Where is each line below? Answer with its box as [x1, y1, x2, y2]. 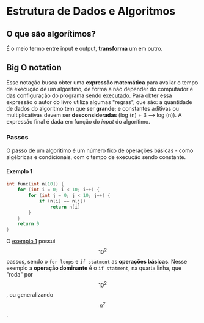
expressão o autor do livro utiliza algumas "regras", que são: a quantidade [6, 98, 192, 105]
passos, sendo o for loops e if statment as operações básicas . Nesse [6, 258, 188, 265]
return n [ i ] [49, 204, 81, 210]
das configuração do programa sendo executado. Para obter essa [6, 92, 172, 99]
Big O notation [6, 62, 62, 73]
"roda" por [6, 270, 34, 278]
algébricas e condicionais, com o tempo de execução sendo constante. [6, 154, 186, 161]
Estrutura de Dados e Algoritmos [6, 4, 176, 18]
